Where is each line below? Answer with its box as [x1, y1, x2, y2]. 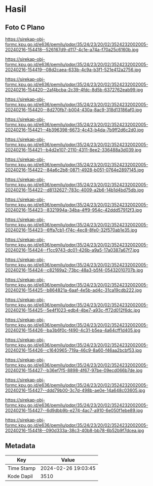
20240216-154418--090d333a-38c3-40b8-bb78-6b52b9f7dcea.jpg [5, 428, 144, 433]
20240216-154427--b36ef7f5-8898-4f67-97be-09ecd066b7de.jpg [5, 368, 143, 373]
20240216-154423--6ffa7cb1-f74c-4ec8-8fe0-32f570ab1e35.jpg [5, 227, 137, 233]
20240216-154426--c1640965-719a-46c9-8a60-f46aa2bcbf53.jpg [5, 347, 142, 353]
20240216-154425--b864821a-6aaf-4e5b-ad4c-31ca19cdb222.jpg [5, 287, 142, 293]
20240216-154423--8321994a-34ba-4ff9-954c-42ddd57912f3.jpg [5, 207, 142, 213]
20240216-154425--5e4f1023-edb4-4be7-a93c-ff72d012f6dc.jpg [5, 307, 141, 313]
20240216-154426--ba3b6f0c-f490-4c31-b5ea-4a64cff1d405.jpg [5, 327, 141, 333]
